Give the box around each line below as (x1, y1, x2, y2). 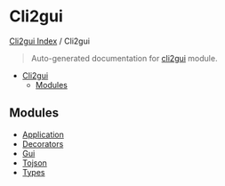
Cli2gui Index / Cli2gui (9, 36, 91, 46)
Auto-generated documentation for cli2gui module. (30, 53, 218, 63)
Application (21, 129, 65, 140)
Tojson (21, 158, 47, 168)
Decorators (21, 138, 64, 149)
